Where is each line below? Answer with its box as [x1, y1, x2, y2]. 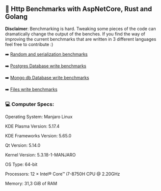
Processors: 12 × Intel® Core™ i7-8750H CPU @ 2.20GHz [5, 171, 120, 177]
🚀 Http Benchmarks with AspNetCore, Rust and [5, 5, 152, 13]
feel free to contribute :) [5, 41, 54, 47]
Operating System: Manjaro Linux [5, 114, 73, 120]
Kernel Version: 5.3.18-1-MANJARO [5, 152, 76, 158]
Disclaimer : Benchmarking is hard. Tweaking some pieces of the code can [5, 26, 156, 32]
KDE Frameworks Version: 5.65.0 [5, 133, 72, 139]
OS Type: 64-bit [5, 161, 38, 167]
